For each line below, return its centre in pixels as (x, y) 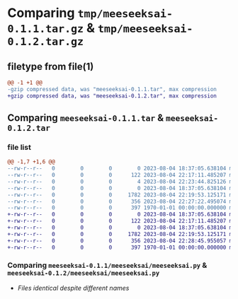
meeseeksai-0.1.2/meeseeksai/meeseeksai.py (84, 273)
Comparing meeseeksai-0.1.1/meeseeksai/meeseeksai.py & (107, 265)
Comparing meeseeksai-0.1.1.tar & (86, 118)
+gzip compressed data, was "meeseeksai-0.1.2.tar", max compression (112, 96)
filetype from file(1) (51, 66)
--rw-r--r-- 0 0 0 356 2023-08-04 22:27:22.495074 (117, 201)
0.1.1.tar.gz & (51, 28)
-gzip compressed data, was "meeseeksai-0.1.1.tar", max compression (112, 89)
